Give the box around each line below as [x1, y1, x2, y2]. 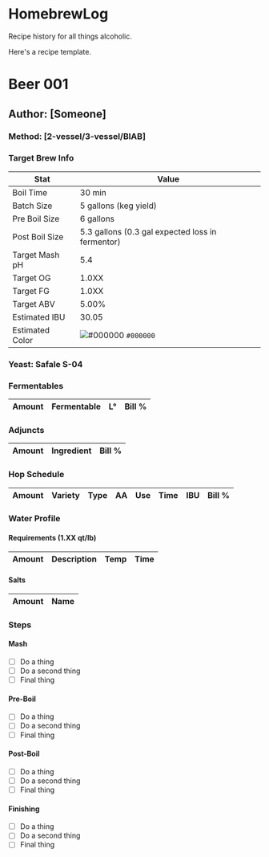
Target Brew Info [8, 153, 74, 164]
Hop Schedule [8, 469, 65, 480]
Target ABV [12, 298, 56, 309]
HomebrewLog [8, 5, 109, 23]
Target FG [12, 285, 50, 296]
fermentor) [79, 236, 121, 247]
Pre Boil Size [12, 213, 60, 224]
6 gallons [79, 213, 114, 224]
